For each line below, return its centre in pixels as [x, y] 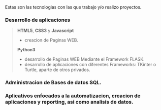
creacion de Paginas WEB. [51, 40]
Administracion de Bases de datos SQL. [53, 82]
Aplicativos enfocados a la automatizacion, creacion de [73, 96]
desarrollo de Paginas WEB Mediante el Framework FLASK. [84, 59]
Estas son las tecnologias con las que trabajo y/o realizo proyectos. [73, 7]
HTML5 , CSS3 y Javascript [45, 31]
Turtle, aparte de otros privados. [57, 70]
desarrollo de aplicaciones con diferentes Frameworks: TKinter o [90, 65]
